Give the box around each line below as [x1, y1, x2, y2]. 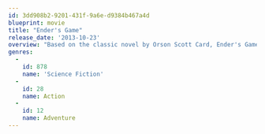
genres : [8, 48, 34, 56]
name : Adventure [22, 114, 77, 122]
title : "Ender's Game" [8, 26, 83, 34]
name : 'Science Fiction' [22, 70, 104, 78]
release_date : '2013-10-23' [8, 33, 101, 42]
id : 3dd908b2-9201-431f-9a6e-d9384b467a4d [8, 11, 150, 20]
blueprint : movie [8, 19, 65, 27]
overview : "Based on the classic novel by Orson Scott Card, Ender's [8, 41, 242, 49]
